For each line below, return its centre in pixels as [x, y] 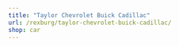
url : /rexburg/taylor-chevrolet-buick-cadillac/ [90, 23]
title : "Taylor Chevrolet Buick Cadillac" [79, 15]
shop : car [25, 30]
